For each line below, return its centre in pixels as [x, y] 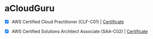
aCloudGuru [30, 8]
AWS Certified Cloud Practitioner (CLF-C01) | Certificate [68, 22]
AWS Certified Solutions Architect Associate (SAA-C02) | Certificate [80, 31]
